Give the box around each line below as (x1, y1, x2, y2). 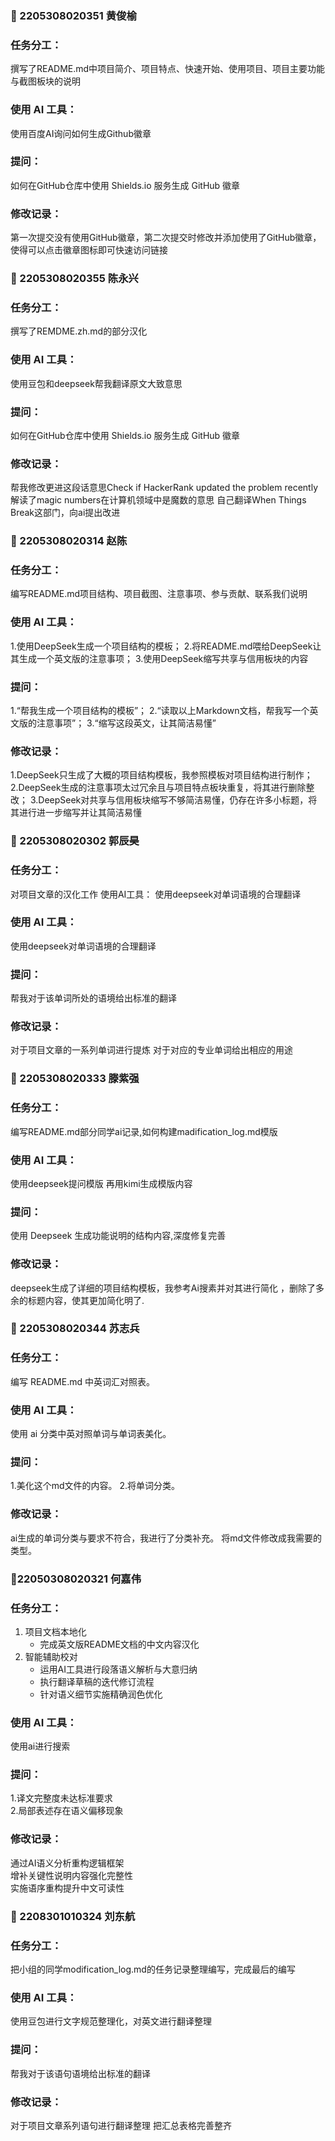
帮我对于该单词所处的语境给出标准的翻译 (10, 992, 177, 1004)
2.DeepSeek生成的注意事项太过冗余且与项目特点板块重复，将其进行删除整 (10, 782, 315, 794)
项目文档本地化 (24, 1625, 87, 1637)
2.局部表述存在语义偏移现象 (10, 1805, 124, 1817)
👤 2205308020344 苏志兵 (10, 1322, 140, 1336)
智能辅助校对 (24, 1650, 78, 1662)
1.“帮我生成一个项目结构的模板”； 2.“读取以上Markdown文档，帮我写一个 (10, 705, 310, 717)
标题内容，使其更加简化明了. (27, 1294, 145, 1306)
